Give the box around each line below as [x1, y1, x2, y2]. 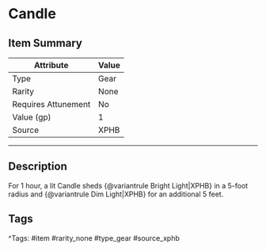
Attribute [34, 60, 69, 70]
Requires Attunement [12, 99, 91, 109]
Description [8, 160, 67, 173]
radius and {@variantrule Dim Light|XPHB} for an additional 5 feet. [8, 189, 224, 199]
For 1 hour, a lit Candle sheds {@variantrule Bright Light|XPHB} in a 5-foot [8, 181, 249, 190]
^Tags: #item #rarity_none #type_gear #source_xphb [8, 233, 180, 242]
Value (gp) [12, 112, 51, 123]
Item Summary [8, 36, 83, 50]
